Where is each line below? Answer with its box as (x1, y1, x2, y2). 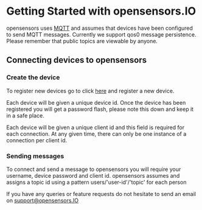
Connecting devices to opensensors (6, 55, 147, 65)
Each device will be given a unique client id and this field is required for (6, 124, 184, 131)
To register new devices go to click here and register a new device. (6, 87, 175, 94)
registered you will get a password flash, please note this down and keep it (6, 105, 193, 113)
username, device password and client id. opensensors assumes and (6, 172, 180, 179)
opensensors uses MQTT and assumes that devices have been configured (6, 24, 193, 32)
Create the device (6, 73, 60, 82)
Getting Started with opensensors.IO (6, 4, 197, 18)
